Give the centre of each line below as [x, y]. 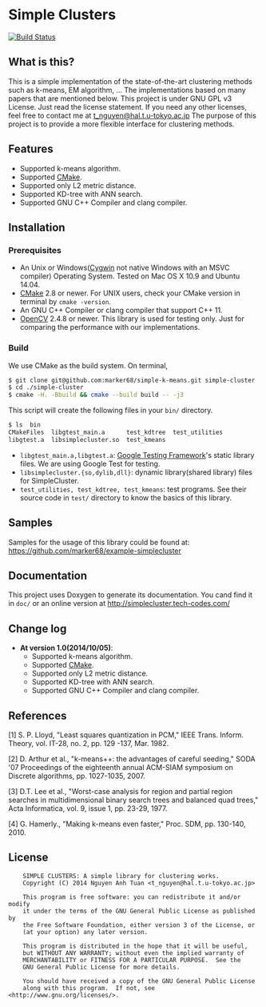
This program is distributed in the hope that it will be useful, [135, 946]
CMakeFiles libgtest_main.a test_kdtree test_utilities [116, 433]
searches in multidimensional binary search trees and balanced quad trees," [133, 800]
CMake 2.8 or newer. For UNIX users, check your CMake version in [130, 293]
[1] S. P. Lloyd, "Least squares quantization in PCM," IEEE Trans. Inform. [126, 735]
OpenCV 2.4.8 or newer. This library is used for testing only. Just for [132, 319]
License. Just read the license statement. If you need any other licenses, [128, 106]
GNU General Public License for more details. [101, 967]
